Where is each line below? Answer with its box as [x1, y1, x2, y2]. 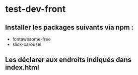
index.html [5, 63, 39, 72]
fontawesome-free [12, 36, 51, 42]
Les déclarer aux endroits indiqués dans [5, 56, 132, 64]
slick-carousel [12, 41, 42, 47]
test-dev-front [5, 3, 66, 15]
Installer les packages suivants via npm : [5, 23, 134, 32]
